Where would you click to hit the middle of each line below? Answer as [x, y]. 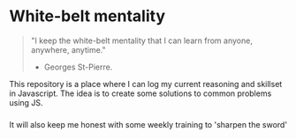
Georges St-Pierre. [78, 67]
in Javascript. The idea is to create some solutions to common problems [140, 93]
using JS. [26, 102]
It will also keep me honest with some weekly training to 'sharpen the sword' [148, 124]
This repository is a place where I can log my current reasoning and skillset [146, 84]
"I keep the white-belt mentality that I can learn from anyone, [142, 40]
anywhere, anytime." [68, 49]
